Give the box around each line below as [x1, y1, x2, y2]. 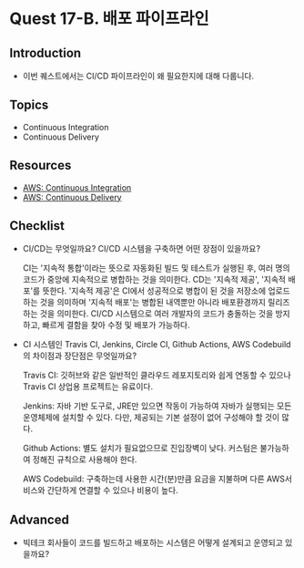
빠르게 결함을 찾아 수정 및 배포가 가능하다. [42, 320, 191, 331]
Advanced [9, 511, 70, 527]
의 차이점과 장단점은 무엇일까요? [22, 350, 137, 361]
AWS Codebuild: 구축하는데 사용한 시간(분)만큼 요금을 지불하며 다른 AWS [22, 473, 285, 484]
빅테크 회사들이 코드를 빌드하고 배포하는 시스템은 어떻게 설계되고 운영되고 [22, 537, 284, 548]
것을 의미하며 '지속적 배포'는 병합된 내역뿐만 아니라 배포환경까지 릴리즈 [39, 297, 290, 308]
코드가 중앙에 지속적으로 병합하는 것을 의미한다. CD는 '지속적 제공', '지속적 [22, 274, 287, 285]
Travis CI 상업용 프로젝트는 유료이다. [22, 381, 153, 392]
